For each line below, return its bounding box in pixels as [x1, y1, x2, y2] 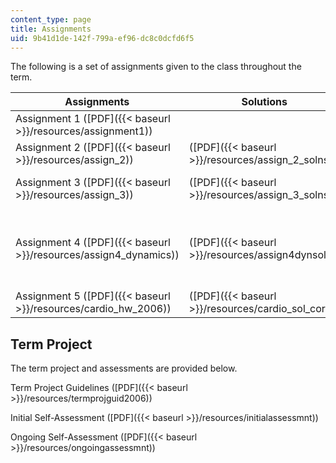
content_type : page [10, 14, 92, 25]
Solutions [241, 95, 288, 109]
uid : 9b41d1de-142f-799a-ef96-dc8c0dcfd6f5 [10, 33, 195, 43]
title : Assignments [10, 24, 92, 34]
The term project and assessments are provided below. [10, 362, 238, 375]
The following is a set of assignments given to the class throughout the [10, 61, 302, 73]
